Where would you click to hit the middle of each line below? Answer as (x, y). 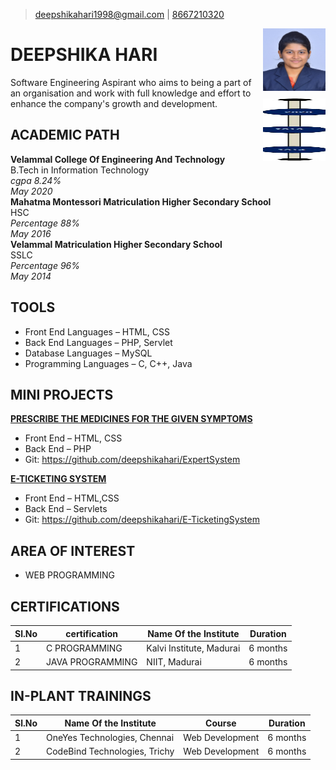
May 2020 (31, 191)
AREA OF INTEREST (73, 550)
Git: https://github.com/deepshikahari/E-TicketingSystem (142, 520)
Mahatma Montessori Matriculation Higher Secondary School (141, 201)
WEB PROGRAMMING (69, 575)
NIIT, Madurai (174, 662)
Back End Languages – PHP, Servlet (98, 342)
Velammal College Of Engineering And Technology (118, 159)
